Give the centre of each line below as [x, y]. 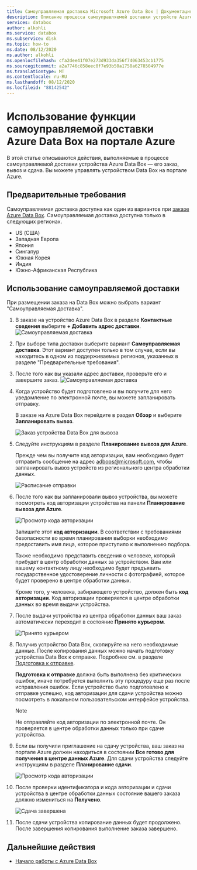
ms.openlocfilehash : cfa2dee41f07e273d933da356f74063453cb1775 [85, 60]
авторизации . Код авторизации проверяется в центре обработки [97, 598]
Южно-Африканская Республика [56, 270]
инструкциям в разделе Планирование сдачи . [74, 765]
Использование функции [71, 117]
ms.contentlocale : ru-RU [37, 77]
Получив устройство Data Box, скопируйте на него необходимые [96, 645]
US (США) [27, 232]
